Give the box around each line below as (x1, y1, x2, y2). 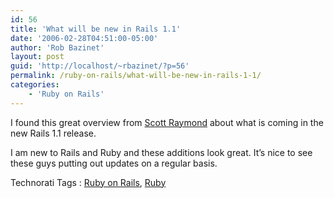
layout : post (10, 52, 65, 62)
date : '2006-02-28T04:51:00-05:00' (10, 33, 159, 43)
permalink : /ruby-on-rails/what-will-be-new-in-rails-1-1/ (10, 71, 262, 81)
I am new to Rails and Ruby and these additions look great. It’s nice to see (10, 146, 313, 158)
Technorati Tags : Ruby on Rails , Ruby (10, 176, 167, 188)
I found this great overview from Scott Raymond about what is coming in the (10, 116, 324, 128)
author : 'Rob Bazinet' (10, 42, 105, 53)
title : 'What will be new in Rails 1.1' (10, 24, 182, 34)
